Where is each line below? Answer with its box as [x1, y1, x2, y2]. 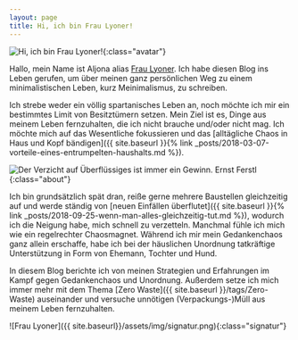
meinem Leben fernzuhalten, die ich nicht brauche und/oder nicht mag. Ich [9, 118, 285, 129]
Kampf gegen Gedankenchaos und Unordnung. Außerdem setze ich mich [9, 274, 279, 286]
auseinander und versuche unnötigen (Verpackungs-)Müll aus [37, 294, 266, 304]
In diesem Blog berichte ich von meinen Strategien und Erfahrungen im [9, 265, 270, 276]
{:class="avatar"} [102, 46, 167, 56]
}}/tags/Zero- [219, 284, 269, 294]
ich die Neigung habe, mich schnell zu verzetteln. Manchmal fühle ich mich [9, 220, 286, 230]
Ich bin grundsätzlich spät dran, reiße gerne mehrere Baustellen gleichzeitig [9, 191, 288, 202]
